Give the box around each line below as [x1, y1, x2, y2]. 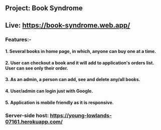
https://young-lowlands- [50, 112, 112, 119]
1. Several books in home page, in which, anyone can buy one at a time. [5, 48, 156, 54]
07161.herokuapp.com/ [5, 118, 63, 125]
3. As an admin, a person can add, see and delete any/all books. [5, 76, 140, 82]
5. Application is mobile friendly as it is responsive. [5, 99, 114, 105]
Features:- [5, 36, 32, 43]
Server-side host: [5, 112, 49, 119]
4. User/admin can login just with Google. [5, 88, 93, 94]
